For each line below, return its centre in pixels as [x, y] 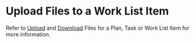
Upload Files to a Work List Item [87, 11]
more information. [28, 34]
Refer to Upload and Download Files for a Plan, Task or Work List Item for [98, 28]
